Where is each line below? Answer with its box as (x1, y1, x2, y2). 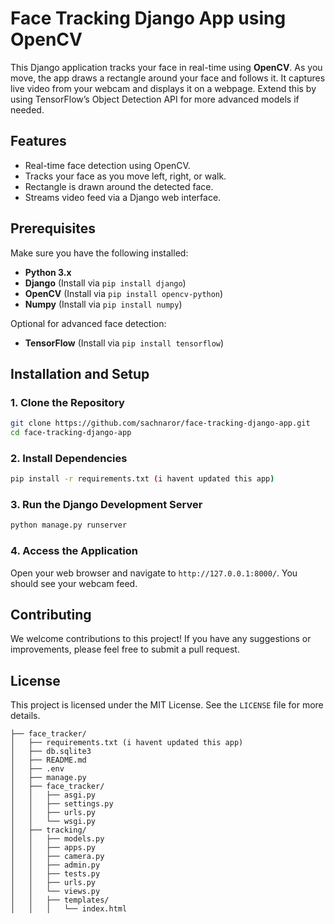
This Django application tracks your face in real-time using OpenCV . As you (10, 61, 323, 73)
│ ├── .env (10, 764, 65, 774)
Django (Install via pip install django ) (24, 277, 187, 289)
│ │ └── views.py (10, 887, 101, 897)
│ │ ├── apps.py (10, 843, 97, 853)
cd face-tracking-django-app (10, 428, 132, 438)
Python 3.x (24, 266, 72, 278)
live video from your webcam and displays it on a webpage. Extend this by (10, 82, 317, 94)
